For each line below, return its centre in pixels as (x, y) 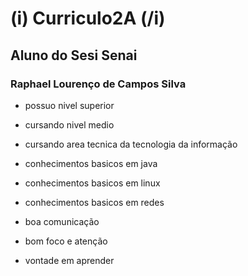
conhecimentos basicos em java (91, 163)
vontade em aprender (69, 260)
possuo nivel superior (69, 105)
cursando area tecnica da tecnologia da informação (131, 144)
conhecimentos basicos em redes (94, 202)
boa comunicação (62, 221)
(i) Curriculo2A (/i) (88, 18)
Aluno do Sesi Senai (74, 55)
